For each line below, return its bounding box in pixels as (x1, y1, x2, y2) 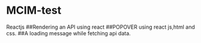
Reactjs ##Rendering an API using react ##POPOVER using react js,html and (6, 23, 195, 30)
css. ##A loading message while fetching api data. (6, 29, 131, 36)
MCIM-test (6, 4, 62, 17)
